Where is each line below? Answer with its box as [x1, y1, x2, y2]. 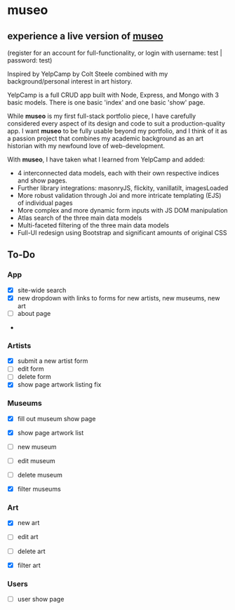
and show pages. [17, 176, 68, 185]
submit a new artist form [17, 357, 88, 365]
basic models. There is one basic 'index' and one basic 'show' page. [7, 98, 206, 107]
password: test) [7, 56, 53, 65]
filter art [17, 561, 41, 569]
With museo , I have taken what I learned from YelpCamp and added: [7, 155, 206, 164]
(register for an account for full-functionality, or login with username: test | [7, 48, 222, 57]
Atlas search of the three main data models [17, 213, 142, 222]
